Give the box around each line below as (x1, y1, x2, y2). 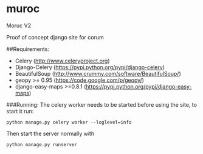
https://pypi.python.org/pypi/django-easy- (86, 82, 192, 90)
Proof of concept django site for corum (6, 33, 105, 41)
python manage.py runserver (6, 141, 78, 147)
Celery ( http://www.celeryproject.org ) (15, 57, 111, 64)
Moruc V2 (6, 22, 32, 29)
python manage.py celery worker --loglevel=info (6, 119, 132, 126)
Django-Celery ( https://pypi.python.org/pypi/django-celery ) (15, 63, 165, 71)
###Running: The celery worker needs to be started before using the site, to (6, 101, 198, 108)
